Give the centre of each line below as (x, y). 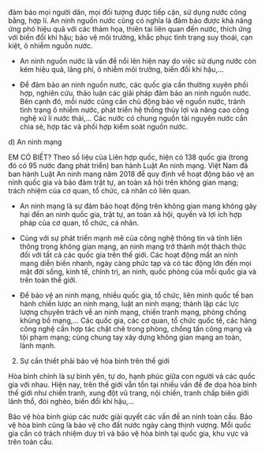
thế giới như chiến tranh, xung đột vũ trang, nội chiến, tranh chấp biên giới (129, 393)
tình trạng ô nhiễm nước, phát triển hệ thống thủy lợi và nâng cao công (134, 110)
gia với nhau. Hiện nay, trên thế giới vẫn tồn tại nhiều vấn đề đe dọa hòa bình (132, 384)
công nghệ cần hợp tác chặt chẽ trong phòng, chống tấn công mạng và (136, 329)
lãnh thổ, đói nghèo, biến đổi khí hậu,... (71, 401)
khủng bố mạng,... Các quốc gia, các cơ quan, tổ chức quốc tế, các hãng (138, 320)
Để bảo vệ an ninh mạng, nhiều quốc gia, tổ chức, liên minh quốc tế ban (136, 295)
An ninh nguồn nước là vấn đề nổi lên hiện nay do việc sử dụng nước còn (138, 61)
